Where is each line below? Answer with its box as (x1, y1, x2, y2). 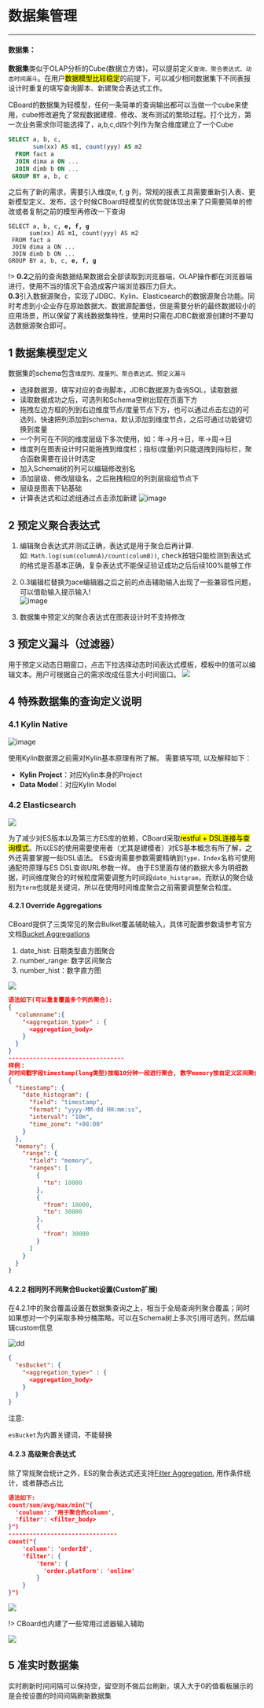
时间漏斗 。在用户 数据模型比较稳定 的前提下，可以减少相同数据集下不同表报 (13, 74, 251, 83)
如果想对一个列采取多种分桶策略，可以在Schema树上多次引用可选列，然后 (8, 1313, 248, 1323)
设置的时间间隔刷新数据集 (28, 1691, 112, 1700)
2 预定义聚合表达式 (8, 518, 101, 532)
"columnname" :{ (15, 1010, 65, 1018)
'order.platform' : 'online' (42, 1566, 135, 1575)
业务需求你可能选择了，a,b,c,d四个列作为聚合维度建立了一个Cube (21, 120, 234, 130)
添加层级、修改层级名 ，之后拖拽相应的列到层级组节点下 (19, 473, 199, 484)
